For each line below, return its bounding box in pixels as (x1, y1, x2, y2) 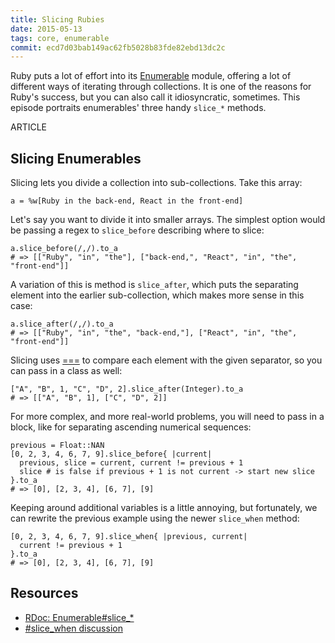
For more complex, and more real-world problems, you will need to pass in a (10, 411, 325, 423)
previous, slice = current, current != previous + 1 (19, 458, 244, 468)
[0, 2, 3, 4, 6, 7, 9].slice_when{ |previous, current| (10, 532, 248, 542)
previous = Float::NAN (10, 441, 105, 451)
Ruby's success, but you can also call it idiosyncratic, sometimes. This (10, 91, 301, 103)
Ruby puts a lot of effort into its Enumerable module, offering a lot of (10, 70, 292, 82)
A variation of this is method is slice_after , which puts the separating (10, 279, 299, 291)
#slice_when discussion (24, 622, 123, 634)
